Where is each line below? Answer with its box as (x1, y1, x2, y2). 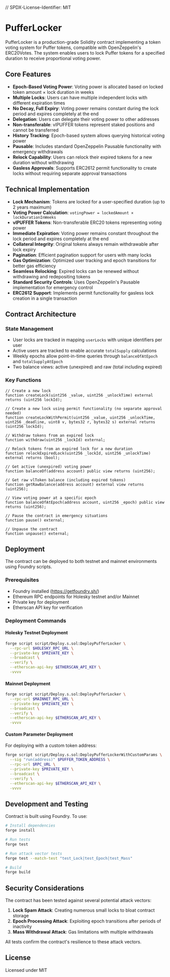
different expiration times (12, 99, 65, 106)
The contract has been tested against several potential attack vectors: (5, 897, 152, 904)
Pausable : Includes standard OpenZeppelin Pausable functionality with (12, 143, 161, 149)
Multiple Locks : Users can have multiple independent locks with (12, 94, 148, 100)
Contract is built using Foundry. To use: (5, 813, 88, 819)
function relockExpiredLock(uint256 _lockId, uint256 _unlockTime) (5, 451, 151, 456)
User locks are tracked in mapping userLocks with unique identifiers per (12, 337, 162, 343)
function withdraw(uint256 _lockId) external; (5, 437, 106, 443)
